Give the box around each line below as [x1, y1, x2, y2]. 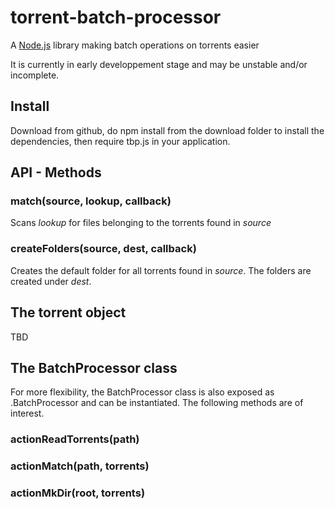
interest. [10, 407, 45, 420]
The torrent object [10, 304, 127, 321]
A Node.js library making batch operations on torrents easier [10, 39, 260, 51]
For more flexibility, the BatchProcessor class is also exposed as [10, 386, 275, 398]
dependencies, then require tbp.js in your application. [10, 135, 231, 147]
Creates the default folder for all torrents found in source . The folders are [10, 264, 312, 276]
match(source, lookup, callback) [10, 194, 172, 208]
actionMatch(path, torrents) [10, 459, 150, 473]
